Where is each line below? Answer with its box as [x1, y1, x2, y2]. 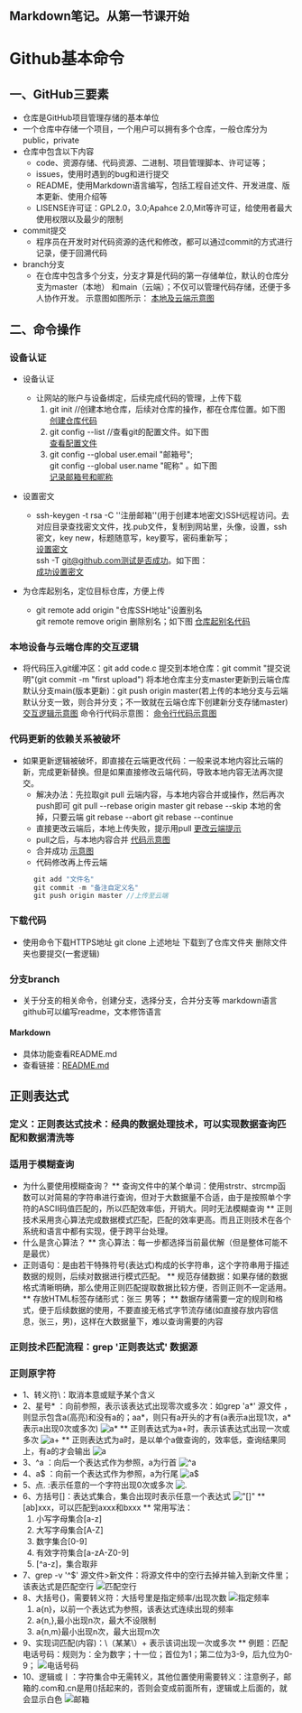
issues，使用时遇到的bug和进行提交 [35, 169, 169, 180]
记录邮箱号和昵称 [49, 472, 114, 483]
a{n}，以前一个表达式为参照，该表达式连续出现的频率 [35, 1603, 234, 1614]
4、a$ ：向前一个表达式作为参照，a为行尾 [22, 1468, 178, 1478]
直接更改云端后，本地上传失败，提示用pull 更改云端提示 [35, 822, 242, 833]
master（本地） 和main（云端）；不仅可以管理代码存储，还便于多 [51, 282, 291, 292]
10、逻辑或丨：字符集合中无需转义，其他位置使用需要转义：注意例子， [22, 1671, 284, 1681]
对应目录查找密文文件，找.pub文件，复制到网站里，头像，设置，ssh [35, 522, 288, 532]
